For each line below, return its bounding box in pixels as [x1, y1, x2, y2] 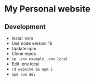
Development [4, 23, 46, 31]
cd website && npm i [11, 67, 53, 72]
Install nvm [11, 35, 33, 41]
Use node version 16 [11, 40, 53, 46]
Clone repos [11, 51, 36, 56]
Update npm [11, 46, 37, 51]
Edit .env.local [11, 61, 40, 67]
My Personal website [4, 3, 91, 14]
